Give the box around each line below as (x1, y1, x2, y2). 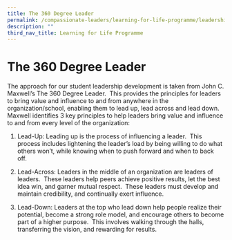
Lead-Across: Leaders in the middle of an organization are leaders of (17, 167, 214, 176)
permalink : (7, 17, 39, 24)
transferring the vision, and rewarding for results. (17, 225, 157, 234)
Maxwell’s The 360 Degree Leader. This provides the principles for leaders (7, 89, 221, 98)
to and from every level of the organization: (7, 119, 130, 127)
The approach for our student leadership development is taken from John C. (7, 82, 224, 91)
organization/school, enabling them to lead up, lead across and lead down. (7, 104, 220, 113)
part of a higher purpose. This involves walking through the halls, (17, 218, 204, 226)
